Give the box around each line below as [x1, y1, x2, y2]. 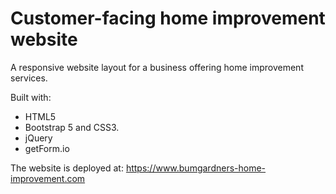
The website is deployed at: [10, 162, 124, 174]
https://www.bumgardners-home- [125, 162, 267, 174]
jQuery [24, 132, 53, 144]
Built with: [10, 91, 52, 103]
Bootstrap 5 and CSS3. [24, 121, 120, 133]
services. [10, 72, 48, 84]
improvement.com [10, 172, 86, 184]
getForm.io [24, 142, 70, 154]
